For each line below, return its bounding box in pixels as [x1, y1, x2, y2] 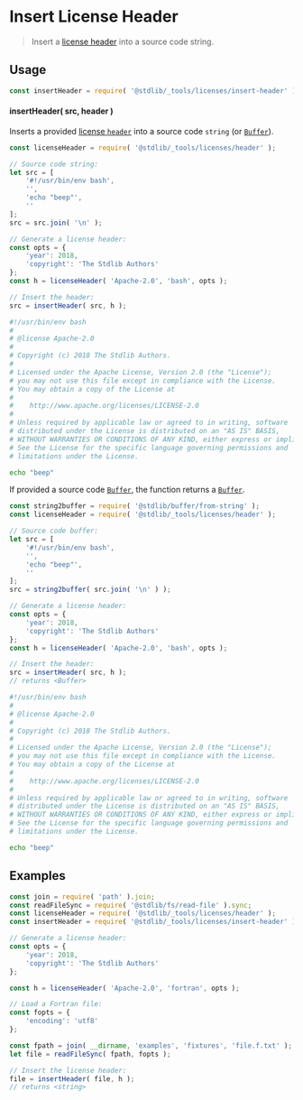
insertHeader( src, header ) [9, 106, 115, 116]
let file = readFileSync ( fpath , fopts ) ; [9, 1049, 171, 1058]
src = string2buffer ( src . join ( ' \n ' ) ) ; [9, 585, 171, 595]
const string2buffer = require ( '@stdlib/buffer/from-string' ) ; [9, 502, 260, 511]
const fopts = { [9, 1008, 70, 1017]
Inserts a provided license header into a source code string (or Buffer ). [9, 125, 274, 136]
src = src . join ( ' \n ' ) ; [9, 218, 103, 227]
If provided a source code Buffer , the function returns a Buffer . [9, 485, 245, 495]
